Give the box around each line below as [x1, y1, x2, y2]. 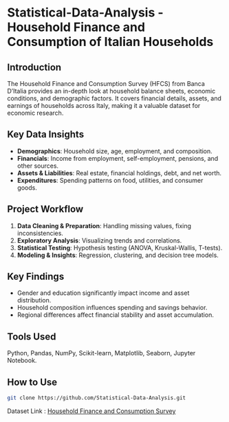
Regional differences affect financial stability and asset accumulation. [17, 311, 215, 319]
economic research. [7, 109, 64, 117]
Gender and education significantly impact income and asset [17, 289, 190, 297]
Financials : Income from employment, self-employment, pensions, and [17, 154, 219, 162]
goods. [17, 184, 38, 192]
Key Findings [7, 271, 65, 282]
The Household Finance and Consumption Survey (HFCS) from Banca [7, 80, 205, 87]
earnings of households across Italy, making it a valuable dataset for [7, 102, 201, 109]
